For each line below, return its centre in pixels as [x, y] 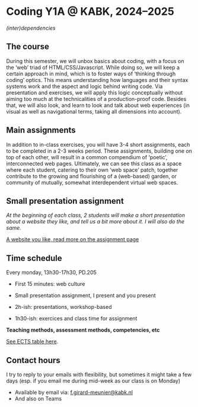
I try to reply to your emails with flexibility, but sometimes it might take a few [99, 374]
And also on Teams [38, 399]
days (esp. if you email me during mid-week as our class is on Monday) [93, 381]
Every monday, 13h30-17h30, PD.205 [51, 273]
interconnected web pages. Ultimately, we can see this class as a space [94, 163]
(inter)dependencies [31, 28]
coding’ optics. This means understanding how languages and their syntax [97, 80]
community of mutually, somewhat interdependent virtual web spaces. [92, 182]
